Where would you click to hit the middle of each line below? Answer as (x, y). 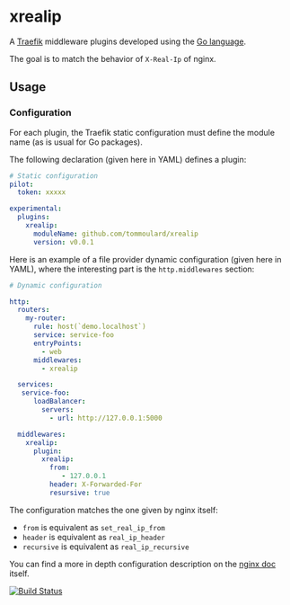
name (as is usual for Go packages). (76, 142)
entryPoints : (57, 343)
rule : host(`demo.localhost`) (89, 327)
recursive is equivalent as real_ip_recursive (106, 547)
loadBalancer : (60, 402)
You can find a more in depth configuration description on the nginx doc (143, 564)
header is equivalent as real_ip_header (94, 537)
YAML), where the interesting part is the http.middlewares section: (132, 269)
